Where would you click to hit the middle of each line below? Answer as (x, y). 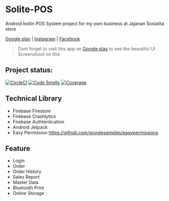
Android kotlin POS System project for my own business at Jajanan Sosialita (85, 23)
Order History (27, 171)
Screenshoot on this (39, 54)
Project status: (29, 70)
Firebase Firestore (32, 111)
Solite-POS (29, 9)
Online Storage (28, 193)
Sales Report (26, 177)
